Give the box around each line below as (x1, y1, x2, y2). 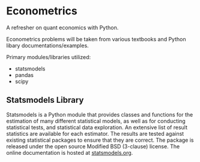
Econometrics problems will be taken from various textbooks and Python (6, 35, 186, 42)
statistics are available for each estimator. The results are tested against (6, 130, 184, 137)
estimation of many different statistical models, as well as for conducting (6, 117, 186, 124)
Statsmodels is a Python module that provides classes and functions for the (6, 111, 193, 118)
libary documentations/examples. (6, 42, 89, 49)
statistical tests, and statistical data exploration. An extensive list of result (6, 124, 188, 131)
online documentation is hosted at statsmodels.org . (6, 149, 133, 156)
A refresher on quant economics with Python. (6, 24, 119, 31)
